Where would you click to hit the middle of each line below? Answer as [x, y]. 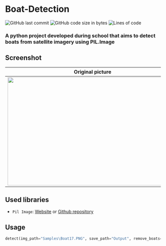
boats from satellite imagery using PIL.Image [60, 42]
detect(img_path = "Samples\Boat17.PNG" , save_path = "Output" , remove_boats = [84, 239]
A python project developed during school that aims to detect [80, 36]
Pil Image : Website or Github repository [53, 212]
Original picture [93, 72]
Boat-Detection [37, 9]
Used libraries [27, 200]
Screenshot [23, 58]
